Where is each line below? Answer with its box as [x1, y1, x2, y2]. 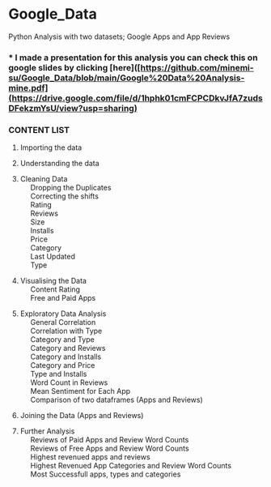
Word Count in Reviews [30, 378, 108, 387]
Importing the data [19, 143, 83, 152]
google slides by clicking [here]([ [8, 62, 142, 73]
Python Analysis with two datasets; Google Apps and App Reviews [8, 32, 231, 41]
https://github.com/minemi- [140, 62, 254, 73]
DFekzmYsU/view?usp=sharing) [8, 102, 138, 113]
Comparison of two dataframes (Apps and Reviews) [30, 395, 204, 405]
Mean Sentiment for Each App [30, 387, 131, 396]
